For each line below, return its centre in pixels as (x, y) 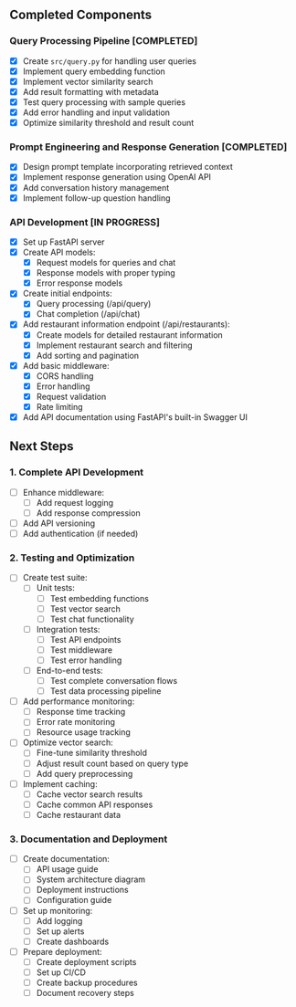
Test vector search (85, 608)
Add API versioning (59, 523)
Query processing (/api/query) (94, 304)
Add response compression (88, 513)
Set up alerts (60, 931)
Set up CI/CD (61, 972)
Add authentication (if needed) (80, 534)
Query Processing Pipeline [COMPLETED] (104, 41)
